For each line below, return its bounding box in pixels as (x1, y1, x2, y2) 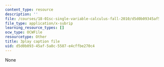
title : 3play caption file (5, 39, 60, 44)
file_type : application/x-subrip (5, 21, 73, 26)
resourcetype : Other (5, 35, 47, 40)
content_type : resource (5, 7, 54, 12)
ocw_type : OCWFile (5, 30, 42, 35)
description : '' (5, 12, 38, 17)
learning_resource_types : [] (5, 25, 64, 30)
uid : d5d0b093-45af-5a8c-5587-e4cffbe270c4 (5, 44, 95, 48)
